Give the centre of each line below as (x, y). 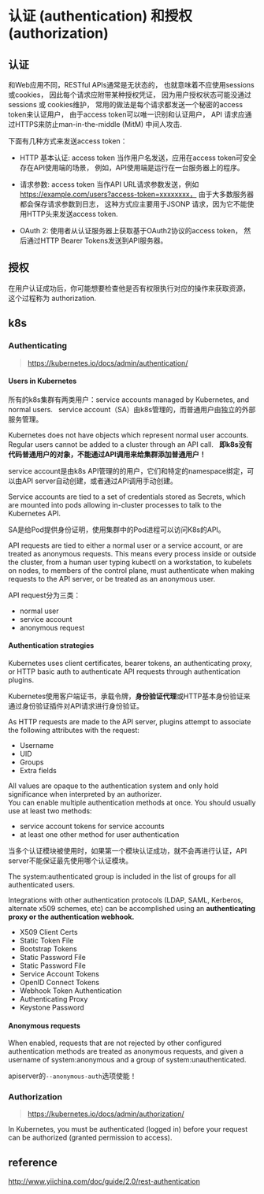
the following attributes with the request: (74, 730)
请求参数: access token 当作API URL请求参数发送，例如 (109, 184)
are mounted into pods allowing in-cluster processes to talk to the (115, 504)
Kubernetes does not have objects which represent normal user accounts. (128, 435)
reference (33, 1162)
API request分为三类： (45, 595)
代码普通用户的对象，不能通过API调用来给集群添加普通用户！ (107, 454)
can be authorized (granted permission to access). (90, 1138)
